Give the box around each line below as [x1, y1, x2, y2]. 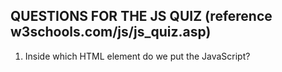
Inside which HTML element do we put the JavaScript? [24, 50, 251, 62]
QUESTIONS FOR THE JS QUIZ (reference [10, 8, 273, 25]
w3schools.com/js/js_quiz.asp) [10, 24, 212, 41]
